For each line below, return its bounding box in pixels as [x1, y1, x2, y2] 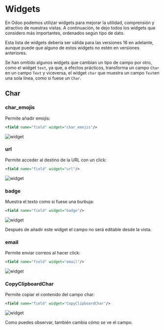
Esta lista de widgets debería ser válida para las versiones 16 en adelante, [5, 39, 154, 45]
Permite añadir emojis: [5, 115, 50, 121]
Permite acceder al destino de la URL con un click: [5, 157, 107, 163]
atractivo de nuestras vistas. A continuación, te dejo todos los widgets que [5, 25, 156, 30]
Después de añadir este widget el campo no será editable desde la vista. [5, 227, 152, 232]
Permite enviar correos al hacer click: [5, 250, 81, 256]
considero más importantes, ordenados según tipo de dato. [5, 30, 125, 36]
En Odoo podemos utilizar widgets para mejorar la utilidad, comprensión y [5, 20, 155, 25]
